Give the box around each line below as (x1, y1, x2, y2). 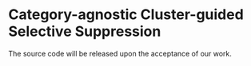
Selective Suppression (8, 22, 161, 41)
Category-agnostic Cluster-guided (8, 6, 244, 24)
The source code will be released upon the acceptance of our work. (8, 49, 232, 58)
